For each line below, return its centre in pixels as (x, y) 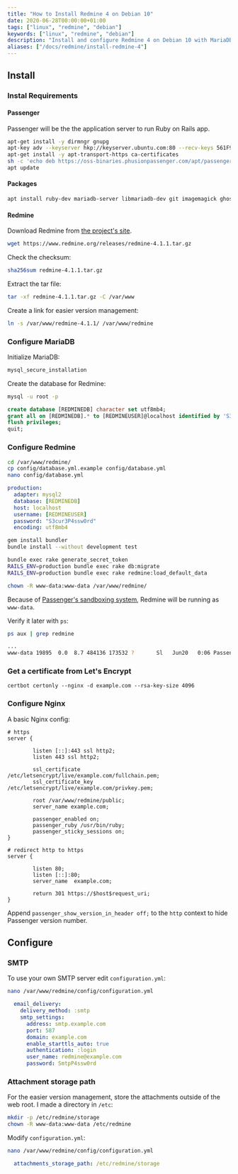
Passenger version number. (47, 920)
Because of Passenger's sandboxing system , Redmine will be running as (113, 599)
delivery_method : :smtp (55, 1011)
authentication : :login (61, 1051)
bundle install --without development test (73, 547)
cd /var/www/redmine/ (39, 462)
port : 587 (40, 1030)
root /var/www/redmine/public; (79, 800)
